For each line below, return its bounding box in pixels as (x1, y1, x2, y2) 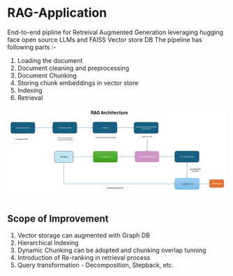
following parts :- (7, 43, 57, 51)
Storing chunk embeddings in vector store (17, 78, 139, 87)
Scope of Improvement (7, 213, 109, 224)
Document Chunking (17, 71, 77, 80)
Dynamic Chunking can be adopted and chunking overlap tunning (17, 246, 206, 254)
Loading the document (17, 56, 83, 64)
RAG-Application (7, 5, 107, 21)
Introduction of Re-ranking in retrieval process (17, 254, 151, 262)
